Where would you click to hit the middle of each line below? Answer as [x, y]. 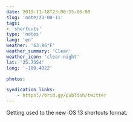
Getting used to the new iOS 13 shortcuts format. [67, 113]
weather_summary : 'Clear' [39, 51]
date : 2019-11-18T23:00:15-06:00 [48, 12]
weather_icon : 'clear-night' [43, 57]
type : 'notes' [24, 34]
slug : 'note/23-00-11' [35, 18]
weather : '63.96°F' [31, 46]
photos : [16, 79]
